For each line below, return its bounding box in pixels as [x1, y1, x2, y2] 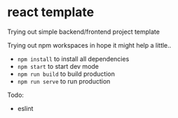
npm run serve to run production [17, 77, 111, 85]
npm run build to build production [17, 70, 116, 78]
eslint [17, 104, 34, 112]
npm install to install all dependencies [17, 54, 130, 63]
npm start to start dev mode [17, 62, 100, 70]
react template [7, 4, 95, 20]
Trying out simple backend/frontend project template [7, 27, 160, 36]
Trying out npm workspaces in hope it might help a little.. [7, 41, 172, 49]
